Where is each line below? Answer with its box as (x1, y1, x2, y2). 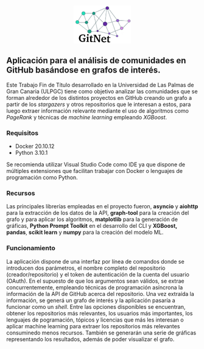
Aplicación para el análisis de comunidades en (6, 55, 186, 66)
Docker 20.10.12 (15, 143, 55, 150)
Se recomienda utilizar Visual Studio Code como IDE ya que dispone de (6, 161, 186, 168)
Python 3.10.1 (15, 149, 48, 157)
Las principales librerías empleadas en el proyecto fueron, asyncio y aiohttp (6, 203, 199, 210)
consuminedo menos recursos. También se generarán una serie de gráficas (6, 329, 197, 336)
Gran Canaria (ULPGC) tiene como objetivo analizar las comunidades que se (6, 88, 198, 95)
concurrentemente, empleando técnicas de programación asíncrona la (6, 283, 183, 291)
